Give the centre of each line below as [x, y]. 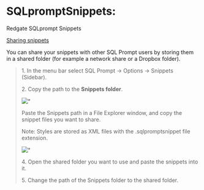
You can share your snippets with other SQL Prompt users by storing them [100, 52]
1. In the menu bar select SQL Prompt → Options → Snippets [97, 70]
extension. [34, 138]
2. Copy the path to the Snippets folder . [72, 89]
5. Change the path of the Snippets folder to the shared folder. [100, 180]
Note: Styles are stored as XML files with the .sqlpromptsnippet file [106, 131]
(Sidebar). [34, 77]
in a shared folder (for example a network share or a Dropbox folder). [93, 58]
